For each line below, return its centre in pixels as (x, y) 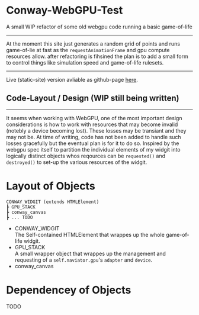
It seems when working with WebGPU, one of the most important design (94, 118)
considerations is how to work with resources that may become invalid (92, 124)
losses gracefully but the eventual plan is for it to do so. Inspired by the (93, 143)
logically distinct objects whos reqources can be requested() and (86, 156)
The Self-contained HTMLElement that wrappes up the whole (89, 234)
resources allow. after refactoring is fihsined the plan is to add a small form (97, 56)
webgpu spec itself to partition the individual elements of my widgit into (93, 149)
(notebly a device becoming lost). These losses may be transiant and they (96, 130)
